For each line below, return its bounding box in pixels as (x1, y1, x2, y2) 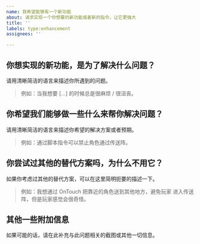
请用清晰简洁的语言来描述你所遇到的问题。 (6, 77, 111, 84)
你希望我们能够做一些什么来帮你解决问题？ (6, 109, 163, 119)
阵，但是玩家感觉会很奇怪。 (20, 195, 90, 203)
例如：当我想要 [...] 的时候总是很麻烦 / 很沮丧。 (20, 89, 137, 97)
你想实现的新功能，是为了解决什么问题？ (6, 60, 155, 70)
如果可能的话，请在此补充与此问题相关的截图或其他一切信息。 (6, 231, 158, 239)
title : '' (6, 20, 31, 26)
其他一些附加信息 (6, 214, 69, 225)
